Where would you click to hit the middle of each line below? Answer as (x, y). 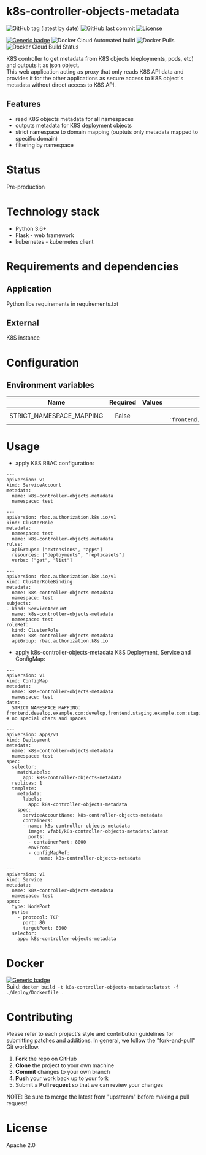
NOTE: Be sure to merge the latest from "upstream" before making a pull (98, 1097)
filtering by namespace (44, 145)
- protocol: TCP (38, 917)
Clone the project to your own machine (65, 1065)
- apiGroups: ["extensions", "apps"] (55, 550)
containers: (38, 821)
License (27, 1128)
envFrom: (40, 848)
